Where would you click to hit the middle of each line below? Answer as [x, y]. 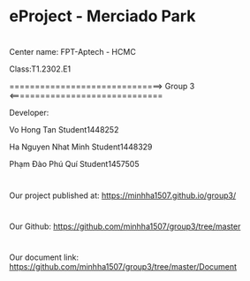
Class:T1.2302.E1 [40, 69]
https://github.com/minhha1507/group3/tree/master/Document [123, 266]
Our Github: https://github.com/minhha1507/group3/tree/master [125, 226]
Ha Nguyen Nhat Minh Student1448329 [81, 147]
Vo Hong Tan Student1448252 [64, 130]
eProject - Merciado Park [102, 16]
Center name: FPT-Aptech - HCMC [73, 52]
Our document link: [44, 257]
